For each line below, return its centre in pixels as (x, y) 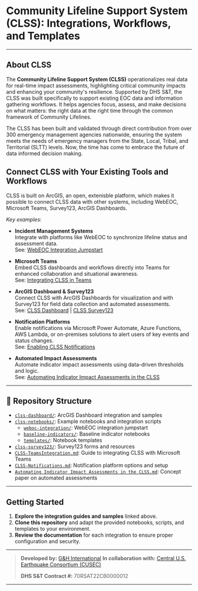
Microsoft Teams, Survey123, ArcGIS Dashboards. (67, 208)
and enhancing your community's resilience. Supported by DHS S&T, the (94, 92)
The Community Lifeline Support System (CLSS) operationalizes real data (97, 79)
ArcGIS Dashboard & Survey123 (54, 291)
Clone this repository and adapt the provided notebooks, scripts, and (99, 523)
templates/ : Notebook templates (63, 440)
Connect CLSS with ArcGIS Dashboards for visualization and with (94, 298)
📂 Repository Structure (49, 401)
